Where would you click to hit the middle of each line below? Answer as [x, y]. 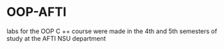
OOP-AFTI [37, 12]
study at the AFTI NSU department [56, 38]
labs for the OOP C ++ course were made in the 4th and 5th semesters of [112, 31]
